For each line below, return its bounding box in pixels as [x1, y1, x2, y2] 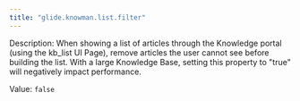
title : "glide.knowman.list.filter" [9, 13, 146, 22]
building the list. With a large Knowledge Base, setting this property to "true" [9, 56, 291, 67]
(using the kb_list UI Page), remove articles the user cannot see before [9, 46, 270, 58]
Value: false [9, 83, 56, 94]
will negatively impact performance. [9, 66, 141, 77]
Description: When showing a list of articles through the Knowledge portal [9, 38, 282, 48]
